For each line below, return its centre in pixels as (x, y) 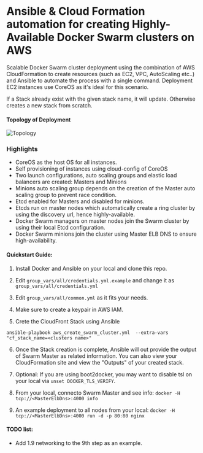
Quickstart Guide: (30, 255)
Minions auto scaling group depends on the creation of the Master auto (105, 188)
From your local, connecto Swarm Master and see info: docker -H (98, 393)
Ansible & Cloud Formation (76, 11)
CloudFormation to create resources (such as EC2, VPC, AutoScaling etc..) (101, 74)
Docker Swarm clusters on (126, 37)
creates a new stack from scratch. (50, 105)
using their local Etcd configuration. (60, 228)
